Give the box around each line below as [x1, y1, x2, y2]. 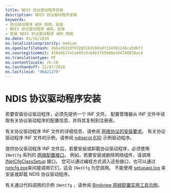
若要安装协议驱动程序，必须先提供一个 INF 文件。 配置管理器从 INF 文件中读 [5, 111, 165, 117]
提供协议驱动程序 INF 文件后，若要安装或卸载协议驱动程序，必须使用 [5, 145, 150, 152]
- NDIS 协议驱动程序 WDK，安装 [5, 27, 65, 32]
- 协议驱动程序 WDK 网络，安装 [5, 22, 63, 27]
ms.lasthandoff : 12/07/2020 [5, 65, 66, 70]
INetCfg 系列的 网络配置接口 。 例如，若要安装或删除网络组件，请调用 [5, 152, 151, 158]
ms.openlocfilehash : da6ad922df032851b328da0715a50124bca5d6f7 [5, 46, 143, 51]
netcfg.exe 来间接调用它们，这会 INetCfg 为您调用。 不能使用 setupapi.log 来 [5, 164, 166, 170]
